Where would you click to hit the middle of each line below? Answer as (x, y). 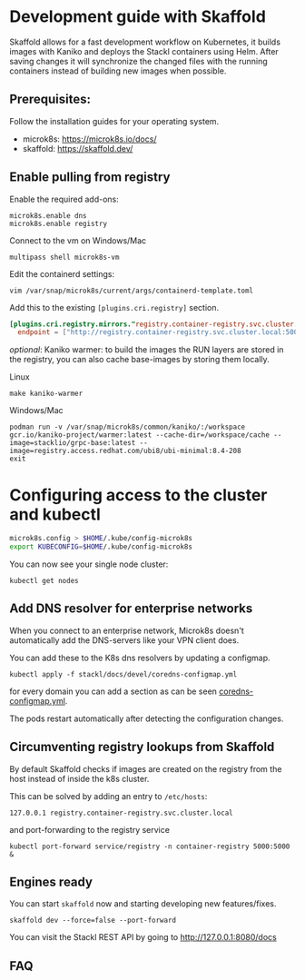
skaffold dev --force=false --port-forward (93, 921)
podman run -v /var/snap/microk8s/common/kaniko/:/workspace (128, 427)
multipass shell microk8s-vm (64, 257)
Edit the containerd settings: (62, 273)
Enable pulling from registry (90, 178)
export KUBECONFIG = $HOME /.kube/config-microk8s (101, 547)
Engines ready (51, 882)
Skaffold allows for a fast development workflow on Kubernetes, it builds (145, 42)
